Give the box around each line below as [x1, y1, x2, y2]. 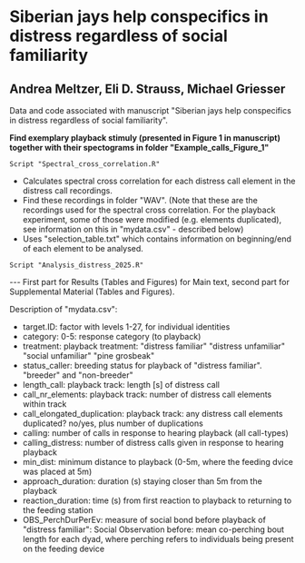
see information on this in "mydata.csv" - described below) [22, 224, 244, 234]
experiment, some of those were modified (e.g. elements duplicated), [22, 214, 282, 224]
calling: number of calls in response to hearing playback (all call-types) [22, 428, 289, 438]
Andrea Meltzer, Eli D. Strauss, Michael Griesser [9, 81, 286, 96]
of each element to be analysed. [22, 243, 143, 253]
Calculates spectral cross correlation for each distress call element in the [22, 175, 296, 186]
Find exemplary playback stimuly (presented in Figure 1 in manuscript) [9, 133, 281, 143]
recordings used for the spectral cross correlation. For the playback [22, 204, 276, 215]
